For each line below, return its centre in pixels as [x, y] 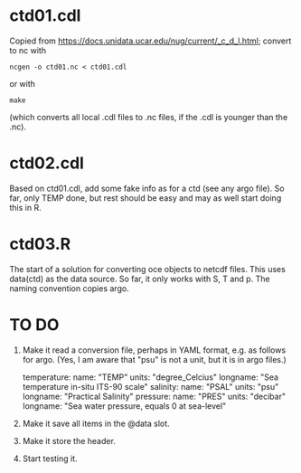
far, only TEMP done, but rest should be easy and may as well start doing [146, 198]
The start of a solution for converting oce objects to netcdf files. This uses [148, 269]
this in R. [26, 207]
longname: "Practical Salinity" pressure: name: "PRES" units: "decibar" [154, 396]
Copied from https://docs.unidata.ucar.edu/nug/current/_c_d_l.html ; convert [150, 41]
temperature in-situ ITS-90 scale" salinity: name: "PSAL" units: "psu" [150, 386]
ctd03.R [40, 244]
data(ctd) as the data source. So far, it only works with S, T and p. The [140, 279]
